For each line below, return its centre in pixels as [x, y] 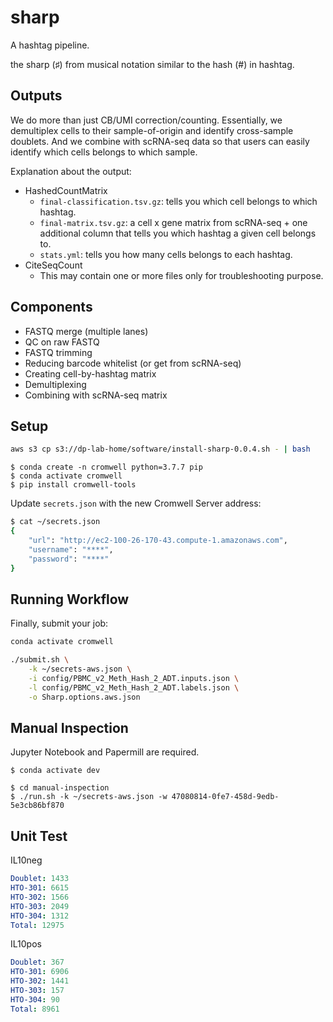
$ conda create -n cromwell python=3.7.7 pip [106, 467]
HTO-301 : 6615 [40, 888]
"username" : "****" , [71, 549]
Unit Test [39, 836]
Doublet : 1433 [40, 879]
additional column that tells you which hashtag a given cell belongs [178, 233]
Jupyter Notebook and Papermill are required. [105, 752]
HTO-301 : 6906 [40, 972]
